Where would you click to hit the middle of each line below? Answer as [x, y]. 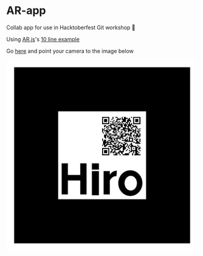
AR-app [26, 11]
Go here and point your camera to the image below [70, 51]
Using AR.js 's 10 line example [43, 39]
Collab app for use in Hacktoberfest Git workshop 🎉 [71, 27]
